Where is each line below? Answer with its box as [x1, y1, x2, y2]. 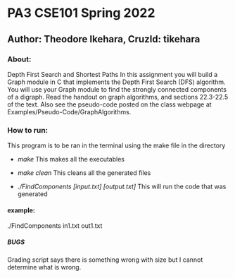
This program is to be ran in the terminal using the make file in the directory [7, 141, 226, 150]
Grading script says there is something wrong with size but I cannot [7, 255, 203, 264]
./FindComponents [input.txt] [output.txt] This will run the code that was [17, 182, 227, 191]
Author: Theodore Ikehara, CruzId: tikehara [7, 33, 201, 45]
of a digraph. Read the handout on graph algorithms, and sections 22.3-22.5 [7, 92, 229, 101]
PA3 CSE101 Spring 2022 [7, 5, 155, 21]
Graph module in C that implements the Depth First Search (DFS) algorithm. [7, 78, 227, 86]
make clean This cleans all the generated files [17, 169, 151, 177]
